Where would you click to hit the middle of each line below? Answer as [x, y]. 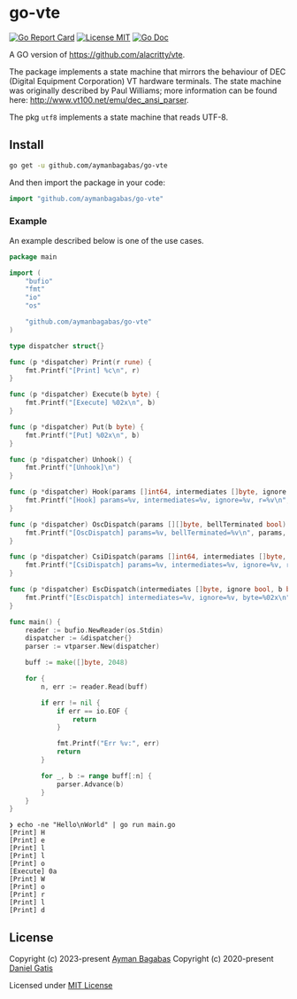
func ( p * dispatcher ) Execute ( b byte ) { [85, 394]
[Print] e [27, 840]
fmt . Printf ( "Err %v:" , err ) [108, 744]
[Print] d [27, 910]
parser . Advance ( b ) [90, 784]
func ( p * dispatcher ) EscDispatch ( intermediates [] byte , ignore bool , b [146, 589]
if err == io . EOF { [92, 711]
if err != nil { [71, 703]
